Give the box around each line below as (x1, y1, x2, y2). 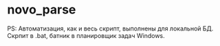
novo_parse (7, 2, 76, 18)
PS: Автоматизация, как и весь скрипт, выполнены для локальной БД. (7, 24, 214, 32)
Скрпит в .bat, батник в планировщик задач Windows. (7, 31, 165, 39)
